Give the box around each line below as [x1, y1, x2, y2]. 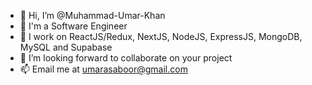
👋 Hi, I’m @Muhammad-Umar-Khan [19, 10, 166, 21]
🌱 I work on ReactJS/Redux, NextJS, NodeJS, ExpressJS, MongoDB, [19, 31, 303, 42]
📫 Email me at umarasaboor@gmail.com [19, 63, 188, 75]
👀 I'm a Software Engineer [19, 20, 128, 32]
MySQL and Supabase [19, 41, 113, 53]
